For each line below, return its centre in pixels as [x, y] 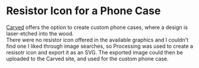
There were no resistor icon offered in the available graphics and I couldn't [97, 40]
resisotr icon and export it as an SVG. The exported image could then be [94, 52]
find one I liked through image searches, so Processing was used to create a [100, 46]
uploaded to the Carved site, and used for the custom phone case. [88, 59]
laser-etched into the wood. [40, 33]
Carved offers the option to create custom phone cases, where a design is [97, 27]
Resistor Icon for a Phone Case [83, 11]
